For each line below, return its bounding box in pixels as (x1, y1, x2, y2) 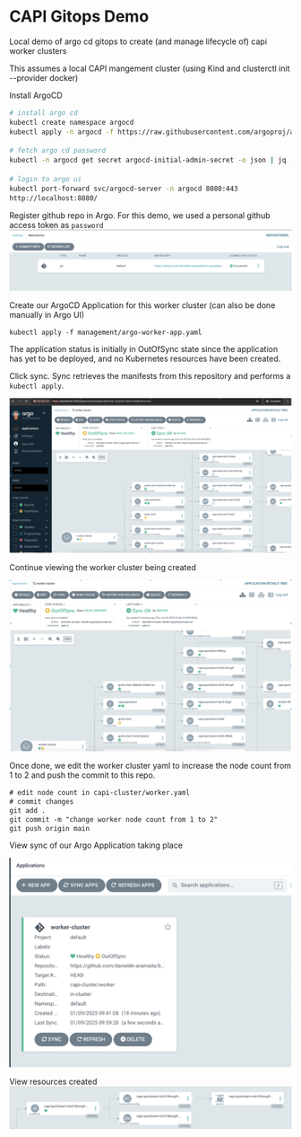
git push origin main (9, 824, 90, 833)
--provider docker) (9, 72, 79, 83)
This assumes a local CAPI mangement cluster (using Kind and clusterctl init (9, 63, 290, 74)
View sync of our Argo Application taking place (9, 840, 184, 851)
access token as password (9, 219, 104, 230)
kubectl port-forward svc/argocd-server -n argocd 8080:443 (9, 184, 239, 193)
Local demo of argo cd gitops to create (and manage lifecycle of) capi (9, 36, 267, 47)
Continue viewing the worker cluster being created (9, 562, 197, 573)
